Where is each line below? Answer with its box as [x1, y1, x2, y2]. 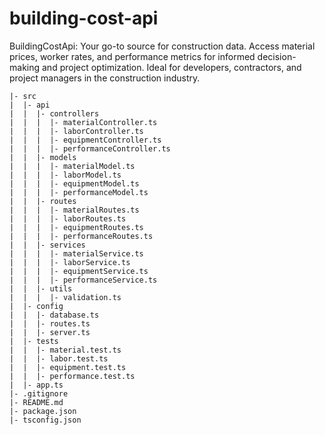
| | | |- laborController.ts [9, 126, 144, 136]
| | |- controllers [9, 108, 100, 119]
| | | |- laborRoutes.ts [9, 213, 127, 224]
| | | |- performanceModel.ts [9, 187, 149, 197]
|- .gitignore [9, 388, 69, 399]
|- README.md [9, 397, 64, 407]
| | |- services [9, 240, 86, 250]
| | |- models [9, 152, 77, 162]
